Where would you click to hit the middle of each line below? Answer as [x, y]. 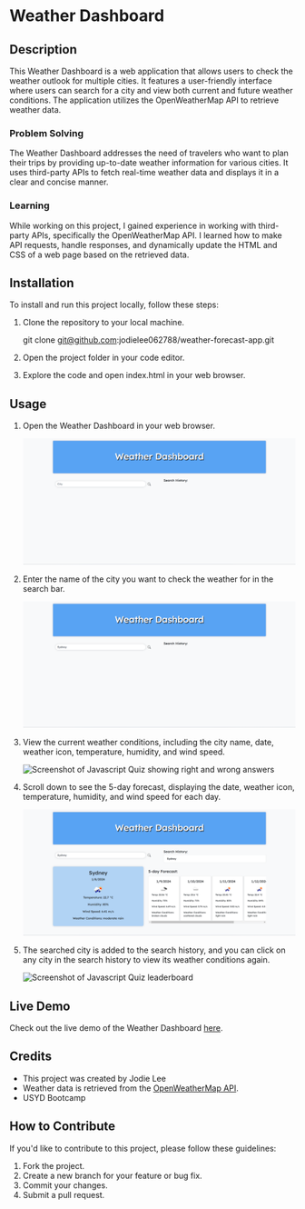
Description [43, 50]
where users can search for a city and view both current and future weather [151, 90]
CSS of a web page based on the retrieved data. [99, 255]
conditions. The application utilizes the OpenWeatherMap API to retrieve [144, 100]
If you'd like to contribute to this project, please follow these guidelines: [143, 1148]
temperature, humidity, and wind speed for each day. [122, 796]
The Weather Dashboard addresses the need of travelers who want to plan [149, 153]
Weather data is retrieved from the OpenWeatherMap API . [130, 1088]
